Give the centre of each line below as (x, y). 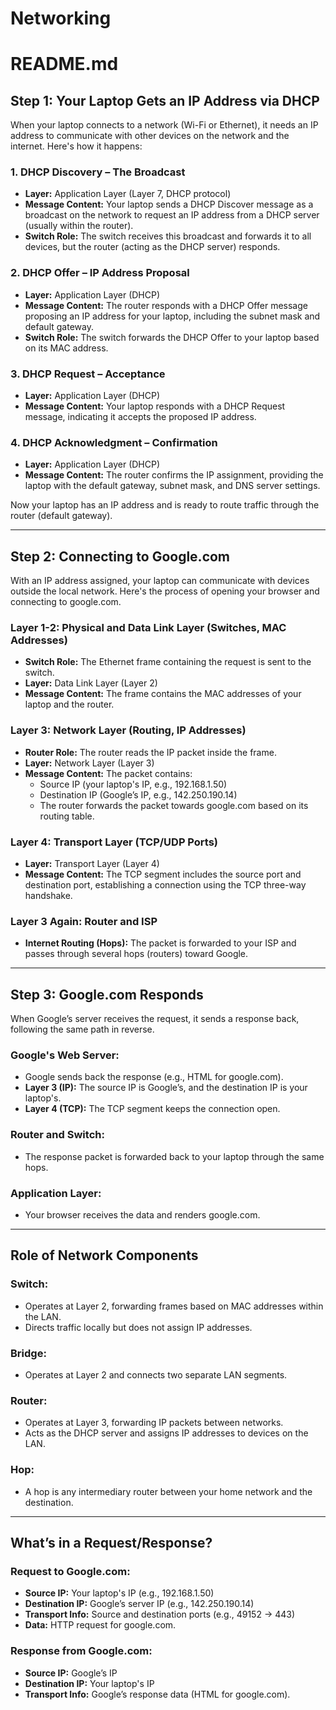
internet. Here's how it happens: (76, 146)
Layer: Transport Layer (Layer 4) (92, 864)
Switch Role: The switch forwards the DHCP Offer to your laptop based (172, 337)
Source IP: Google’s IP (71, 1673)
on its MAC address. (66, 348)
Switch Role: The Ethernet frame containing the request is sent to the (168, 662)
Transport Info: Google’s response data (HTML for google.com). (157, 1694)
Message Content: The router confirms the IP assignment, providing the (174, 475)
